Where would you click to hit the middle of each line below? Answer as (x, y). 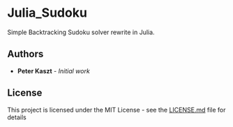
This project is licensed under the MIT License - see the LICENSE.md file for (116, 110)
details (17, 117)
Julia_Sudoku (47, 13)
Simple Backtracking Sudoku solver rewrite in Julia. (81, 32)
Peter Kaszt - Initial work (54, 70)
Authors (25, 54)
